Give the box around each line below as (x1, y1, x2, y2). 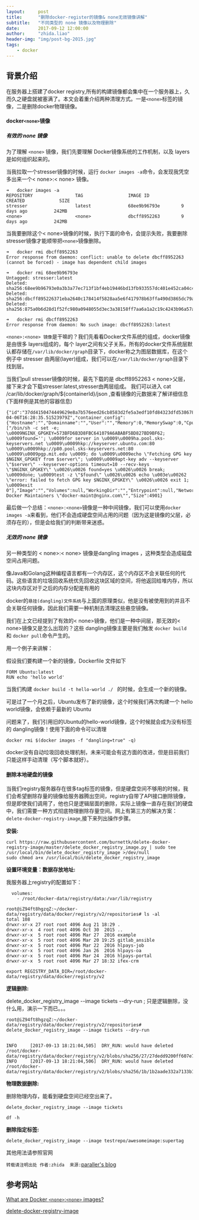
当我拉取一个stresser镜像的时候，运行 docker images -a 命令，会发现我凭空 (6, 168, 190, 175)
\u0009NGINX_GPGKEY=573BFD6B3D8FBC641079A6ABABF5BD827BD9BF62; (6, 430, 166, 437)
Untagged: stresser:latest (6, 275, 73, 281)
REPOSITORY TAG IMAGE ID (6, 193, 150, 199)
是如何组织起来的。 (6, 156, 53, 163)
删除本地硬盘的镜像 (6, 771, 53, 778)
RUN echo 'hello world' (6, 674, 65, 680)
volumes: (11, 891, 33, 897)
